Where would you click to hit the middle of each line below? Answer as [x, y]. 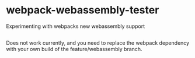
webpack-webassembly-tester [83, 10]
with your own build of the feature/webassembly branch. [74, 49]
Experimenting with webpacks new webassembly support [76, 26]
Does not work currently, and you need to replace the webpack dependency [98, 43]
